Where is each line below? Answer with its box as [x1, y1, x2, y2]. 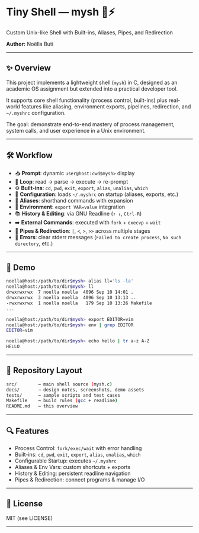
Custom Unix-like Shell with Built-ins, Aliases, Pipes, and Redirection [6, 28, 174, 36]
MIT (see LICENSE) [6, 514, 53, 522]
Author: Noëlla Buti [6, 40, 54, 47]
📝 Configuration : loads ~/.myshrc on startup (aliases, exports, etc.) [14, 191, 179, 198]
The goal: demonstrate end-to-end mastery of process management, [6, 120, 175, 128]
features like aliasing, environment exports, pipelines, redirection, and [21, 102, 191, 110]
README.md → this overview [6, 403, 78, 409]
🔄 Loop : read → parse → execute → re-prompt [14, 178, 129, 185]
